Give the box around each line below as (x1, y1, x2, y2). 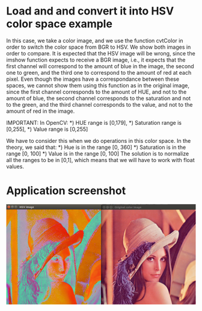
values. (6, 163, 24, 170)
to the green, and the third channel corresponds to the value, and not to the (6, 101, 193, 108)
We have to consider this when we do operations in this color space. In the (6, 137, 191, 144)
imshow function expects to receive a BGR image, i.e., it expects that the (6, 56, 186, 63)
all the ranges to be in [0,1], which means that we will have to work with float (6, 156, 195, 163)
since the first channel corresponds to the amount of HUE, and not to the (6, 88, 187, 95)
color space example (6, 17, 113, 31)
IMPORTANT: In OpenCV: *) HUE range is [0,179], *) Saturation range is (6, 119, 182, 126)
